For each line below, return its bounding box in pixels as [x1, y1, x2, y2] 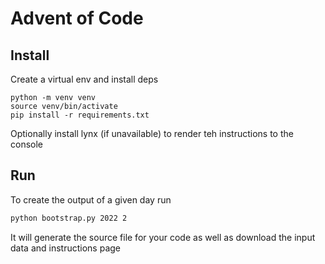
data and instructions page [10, 242, 121, 254]
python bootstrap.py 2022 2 [10, 213, 128, 223]
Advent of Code [10, 7, 144, 30]
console [10, 138, 44, 150]
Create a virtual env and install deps [10, 73, 159, 85]
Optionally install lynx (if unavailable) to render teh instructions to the [10, 128, 294, 139]
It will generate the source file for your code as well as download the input [10, 231, 316, 243]
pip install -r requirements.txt [10, 110, 150, 120]
